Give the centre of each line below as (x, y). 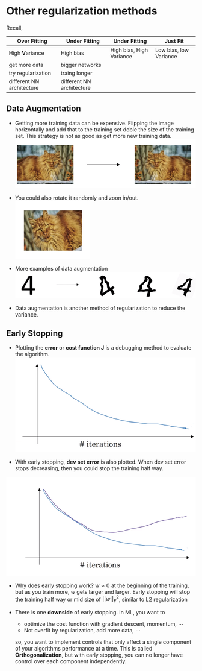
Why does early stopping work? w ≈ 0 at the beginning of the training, (102, 585)
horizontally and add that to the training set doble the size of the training (104, 129)
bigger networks (81, 65)
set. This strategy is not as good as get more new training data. (93, 136)
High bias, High (129, 50)
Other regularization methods (82, 11)
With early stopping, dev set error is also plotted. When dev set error (100, 462)
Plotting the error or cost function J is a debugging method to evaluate (103, 348)
